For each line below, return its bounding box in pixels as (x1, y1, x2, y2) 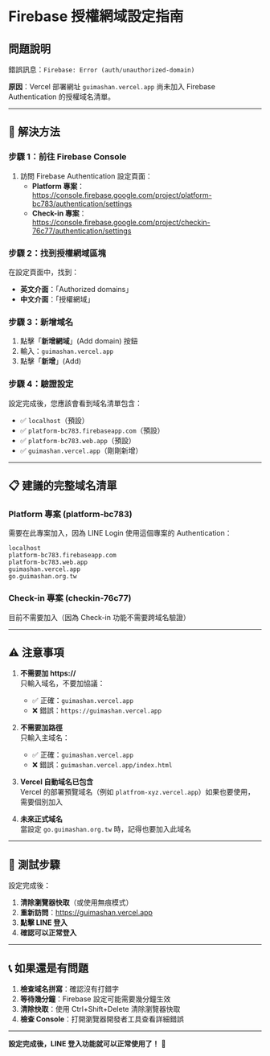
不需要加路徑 (19, 723, 63, 733)
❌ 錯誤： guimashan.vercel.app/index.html (31, 760, 173, 770)
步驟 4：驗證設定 (8, 379, 74, 390)
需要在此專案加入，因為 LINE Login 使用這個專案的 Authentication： (8, 528, 232, 538)
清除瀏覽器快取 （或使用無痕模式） (19, 898, 133, 907)
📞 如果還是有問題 (8, 961, 89, 975)
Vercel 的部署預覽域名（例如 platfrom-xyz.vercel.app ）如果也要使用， (19, 787, 256, 797)
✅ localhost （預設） (19, 415, 90, 425)
